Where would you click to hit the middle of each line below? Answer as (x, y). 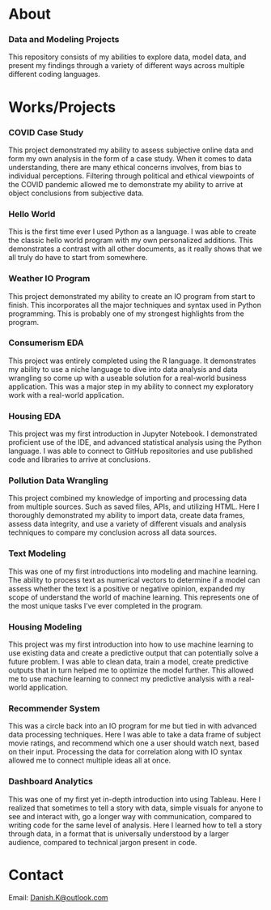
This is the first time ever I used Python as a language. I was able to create (132, 232)
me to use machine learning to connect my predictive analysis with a (123, 679)
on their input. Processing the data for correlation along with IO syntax (125, 752)
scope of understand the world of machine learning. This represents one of (134, 597)
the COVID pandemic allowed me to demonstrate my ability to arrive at (126, 184)
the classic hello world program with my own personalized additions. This (131, 241)
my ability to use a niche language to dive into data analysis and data (123, 369)
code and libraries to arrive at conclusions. (80, 459)
